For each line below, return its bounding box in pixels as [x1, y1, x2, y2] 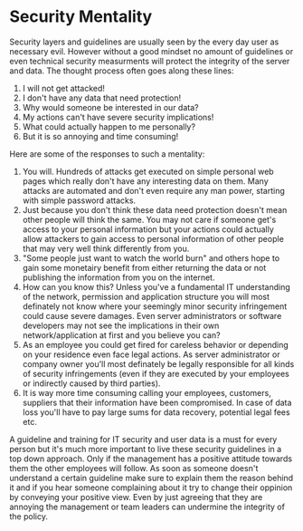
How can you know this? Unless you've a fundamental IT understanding [22, 281, 291, 292]
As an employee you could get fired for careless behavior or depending [22, 339, 289, 350]
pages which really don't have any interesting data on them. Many [22, 175, 269, 187]
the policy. [9, 510, 48, 522]
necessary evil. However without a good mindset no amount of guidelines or [9, 45, 294, 56]
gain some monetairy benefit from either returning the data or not [22, 262, 267, 273]
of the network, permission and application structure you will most [22, 291, 270, 302]
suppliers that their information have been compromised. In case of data [22, 397, 292, 408]
